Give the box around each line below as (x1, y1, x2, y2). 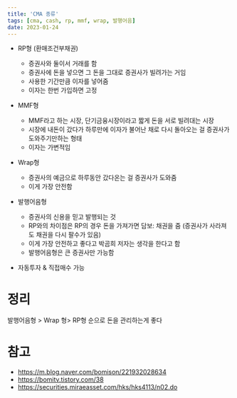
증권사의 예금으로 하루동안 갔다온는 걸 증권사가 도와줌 (28, 173, 177, 182)
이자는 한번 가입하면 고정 (28, 86, 98, 95)
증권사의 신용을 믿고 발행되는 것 (28, 213, 116, 221)
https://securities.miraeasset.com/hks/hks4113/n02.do (17, 383, 178, 392)
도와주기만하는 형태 (28, 134, 83, 143)
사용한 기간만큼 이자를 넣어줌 (28, 77, 109, 86)
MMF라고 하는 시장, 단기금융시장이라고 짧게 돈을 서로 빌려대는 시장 (28, 116, 215, 125)
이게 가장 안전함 (28, 183, 73, 191)
